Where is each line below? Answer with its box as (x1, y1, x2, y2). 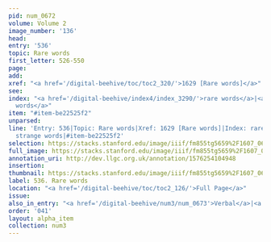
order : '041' (8, 207, 52, 215)
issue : (8, 191, 31, 200)
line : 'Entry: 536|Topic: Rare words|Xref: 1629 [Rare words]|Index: (8, 124, 248, 132)
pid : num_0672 (8, 11, 56, 20)
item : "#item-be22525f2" (8, 110, 92, 118)
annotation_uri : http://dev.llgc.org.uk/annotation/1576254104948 (8, 154, 236, 162)
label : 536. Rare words (8, 177, 89, 186)
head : (8, 34, 27, 43)
